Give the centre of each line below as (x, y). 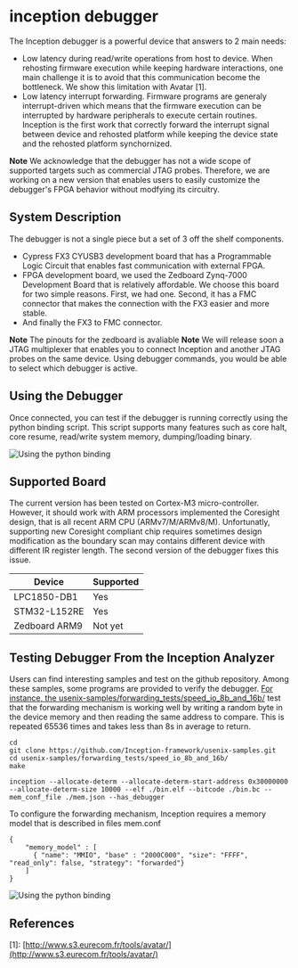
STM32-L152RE (49, 611)
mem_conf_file (36, 798)
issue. (20, 560)
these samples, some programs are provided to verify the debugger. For (141, 689)
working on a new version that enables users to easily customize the (135, 179)
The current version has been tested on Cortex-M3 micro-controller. (134, 503)
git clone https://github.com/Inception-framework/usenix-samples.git (143, 751)
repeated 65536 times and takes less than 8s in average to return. (130, 726)
